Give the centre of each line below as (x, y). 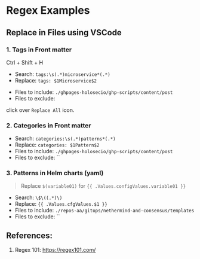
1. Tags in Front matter (39, 50)
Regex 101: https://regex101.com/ (55, 250)
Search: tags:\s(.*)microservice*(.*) (62, 74)
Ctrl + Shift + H (25, 62)
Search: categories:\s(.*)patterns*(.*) (65, 139)
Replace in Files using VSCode (64, 33)
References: (29, 235)
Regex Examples (48, 10)
